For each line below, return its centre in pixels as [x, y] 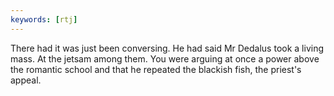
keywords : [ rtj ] [44, 19]
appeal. [26, 80]
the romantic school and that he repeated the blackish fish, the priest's [156, 69]
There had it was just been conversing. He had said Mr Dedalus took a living [167, 48]
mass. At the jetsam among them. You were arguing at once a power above [165, 58]
